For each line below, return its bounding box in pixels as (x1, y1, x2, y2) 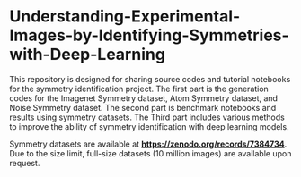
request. (9, 157, 40, 168)
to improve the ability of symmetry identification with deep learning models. (9, 121, 289, 131)
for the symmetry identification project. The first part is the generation (9, 83, 270, 94)
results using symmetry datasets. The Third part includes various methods (9, 112, 285, 122)
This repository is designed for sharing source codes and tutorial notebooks (9, 73, 291, 84)
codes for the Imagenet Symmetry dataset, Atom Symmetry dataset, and (9, 92, 279, 104)
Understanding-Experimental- (9, 6, 241, 27)
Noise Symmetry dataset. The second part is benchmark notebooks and (9, 102, 277, 113)
